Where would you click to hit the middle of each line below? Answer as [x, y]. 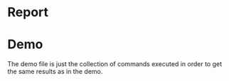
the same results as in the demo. [55, 72]
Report [28, 12]
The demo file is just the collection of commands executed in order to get [115, 64]
